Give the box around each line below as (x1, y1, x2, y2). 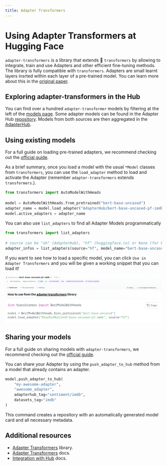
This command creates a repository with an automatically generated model (5, 411, 159, 417)
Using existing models (5, 136, 76, 144)
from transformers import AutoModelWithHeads (5, 190, 101, 195)
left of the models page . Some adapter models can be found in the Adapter (5, 111, 159, 117)
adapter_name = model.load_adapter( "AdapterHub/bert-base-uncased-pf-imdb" (5, 206, 166, 211)
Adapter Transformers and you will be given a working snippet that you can (5, 260, 159, 266)
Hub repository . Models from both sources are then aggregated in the (5, 116, 148, 122)
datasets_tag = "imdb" (14, 397, 57, 402)
